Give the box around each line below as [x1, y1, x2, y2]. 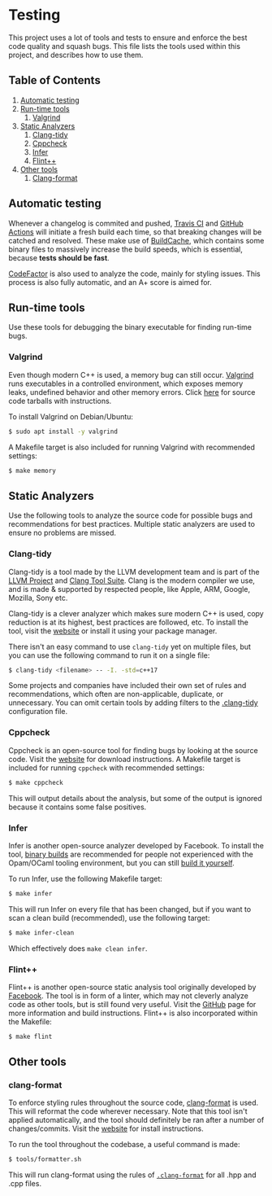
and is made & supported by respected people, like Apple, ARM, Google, [8, 584, 250, 594]
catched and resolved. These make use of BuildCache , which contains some [8, 235, 265, 245]
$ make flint [8, 1032, 53, 1040]
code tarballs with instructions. [8, 396, 112, 405]
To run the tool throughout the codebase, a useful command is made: [8, 1140, 240, 1150]
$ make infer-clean [8, 928, 75, 937]
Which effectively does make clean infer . [8, 943, 148, 953]
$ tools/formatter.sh [8, 1155, 82, 1163]
